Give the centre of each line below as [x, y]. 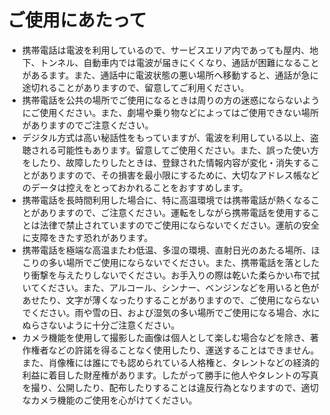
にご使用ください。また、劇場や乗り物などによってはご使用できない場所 [170, 112]
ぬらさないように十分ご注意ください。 [100, 325]
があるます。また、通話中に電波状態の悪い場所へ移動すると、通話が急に [170, 75]
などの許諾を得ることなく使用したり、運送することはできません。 [184, 350]
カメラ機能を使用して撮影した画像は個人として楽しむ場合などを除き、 [165, 337]
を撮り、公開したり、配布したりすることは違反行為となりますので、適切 [170, 387]
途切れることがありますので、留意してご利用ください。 [135, 87]
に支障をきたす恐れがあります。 [87, 237]
